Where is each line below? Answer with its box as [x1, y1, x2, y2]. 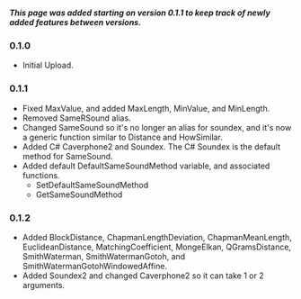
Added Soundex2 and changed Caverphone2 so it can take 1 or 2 [22, 270, 264, 281]
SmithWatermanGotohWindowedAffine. [22, 260, 168, 271]
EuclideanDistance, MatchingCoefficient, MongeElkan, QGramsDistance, [22, 241, 292, 252]
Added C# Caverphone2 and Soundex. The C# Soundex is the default [22, 140, 281, 152]
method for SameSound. [22, 150, 114, 161]
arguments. [22, 279, 66, 290]
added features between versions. [9, 16, 142, 27]
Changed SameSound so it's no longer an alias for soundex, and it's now [22, 122, 292, 132]
